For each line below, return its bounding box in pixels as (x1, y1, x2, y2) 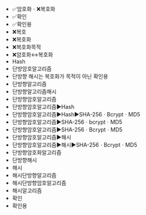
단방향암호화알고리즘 (12, 149, 62, 156)
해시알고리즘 (12, 187, 43, 194)
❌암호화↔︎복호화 (12, 51, 54, 58)
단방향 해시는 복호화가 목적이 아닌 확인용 (12, 72, 108, 80)
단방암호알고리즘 (12, 65, 52, 72)
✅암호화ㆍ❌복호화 (12, 5, 56, 12)
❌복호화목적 (12, 43, 41, 51)
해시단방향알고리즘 (12, 172, 57, 178)
